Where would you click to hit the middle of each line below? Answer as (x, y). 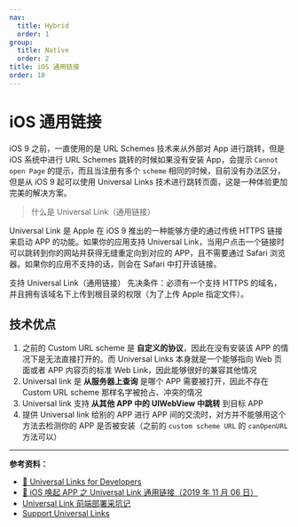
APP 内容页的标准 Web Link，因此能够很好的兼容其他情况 (152, 370)
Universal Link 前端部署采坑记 (76, 503)
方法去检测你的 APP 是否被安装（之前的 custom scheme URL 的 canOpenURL (155, 425)
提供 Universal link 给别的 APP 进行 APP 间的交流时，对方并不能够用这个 (154, 414)
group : (21, 42)
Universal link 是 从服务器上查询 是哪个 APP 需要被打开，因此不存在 (145, 381)
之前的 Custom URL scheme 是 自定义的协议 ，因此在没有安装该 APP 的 (151, 347)
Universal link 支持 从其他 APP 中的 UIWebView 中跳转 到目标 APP (143, 403)
